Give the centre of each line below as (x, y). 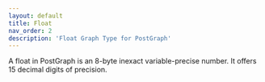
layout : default (36, 16)
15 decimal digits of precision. (58, 70)
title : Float (30, 23)
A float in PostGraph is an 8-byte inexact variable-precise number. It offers (132, 61)
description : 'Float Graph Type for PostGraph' (90, 38)
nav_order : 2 (30, 31)
